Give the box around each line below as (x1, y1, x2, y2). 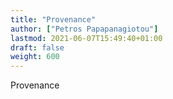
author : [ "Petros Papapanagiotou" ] (10, 24, 159, 34)
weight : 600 (10, 52, 60, 62)
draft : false (10, 42, 65, 53)
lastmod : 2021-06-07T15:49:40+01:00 (10, 33, 163, 43)
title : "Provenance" (10, 14, 97, 25)
